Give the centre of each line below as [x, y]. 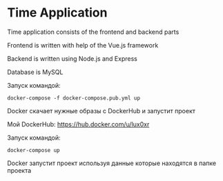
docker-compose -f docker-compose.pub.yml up [74, 98]
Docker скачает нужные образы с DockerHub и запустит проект [101, 111]
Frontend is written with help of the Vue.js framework [83, 45]
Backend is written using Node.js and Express [72, 58]
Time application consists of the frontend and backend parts [93, 32]
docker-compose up [33, 150]
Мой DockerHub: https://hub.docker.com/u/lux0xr [78, 124]
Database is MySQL [35, 72]
